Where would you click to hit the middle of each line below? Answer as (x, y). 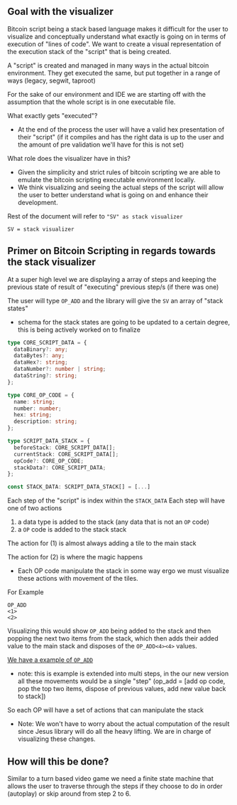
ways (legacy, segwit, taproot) (51, 80)
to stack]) (32, 696)
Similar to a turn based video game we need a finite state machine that (111, 778)
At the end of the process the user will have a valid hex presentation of (121, 129)
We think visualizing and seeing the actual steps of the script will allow (121, 187)
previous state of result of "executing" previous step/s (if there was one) (113, 287)
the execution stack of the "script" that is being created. (89, 51)
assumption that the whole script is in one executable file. (92, 102)
